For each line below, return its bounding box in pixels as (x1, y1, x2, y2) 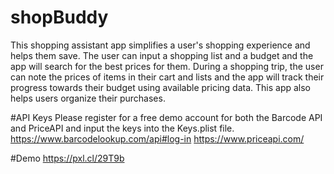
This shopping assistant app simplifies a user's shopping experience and (10, 39, 311, 51)
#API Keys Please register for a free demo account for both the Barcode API (10, 111, 323, 123)
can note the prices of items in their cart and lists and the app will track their (10, 71, 325, 83)
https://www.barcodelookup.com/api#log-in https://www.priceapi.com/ (10, 132, 305, 145)
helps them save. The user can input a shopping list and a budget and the (10, 49, 314, 61)
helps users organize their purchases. (10, 92, 166, 104)
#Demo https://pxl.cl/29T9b (10, 152, 125, 164)
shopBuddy (10, 6, 109, 29)
